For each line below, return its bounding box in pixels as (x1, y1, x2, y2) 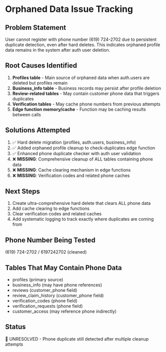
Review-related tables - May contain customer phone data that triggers (12, 90, 160, 96)
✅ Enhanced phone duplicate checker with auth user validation (12, 150, 141, 156)
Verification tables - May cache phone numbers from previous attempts (12, 101, 161, 107)
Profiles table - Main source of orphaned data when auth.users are (12, 75, 150, 81)
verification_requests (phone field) (12, 303, 83, 309)
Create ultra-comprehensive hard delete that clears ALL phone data (12, 200, 151, 206)
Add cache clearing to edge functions (12, 205, 90, 212)
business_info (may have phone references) (12, 282, 103, 288)
